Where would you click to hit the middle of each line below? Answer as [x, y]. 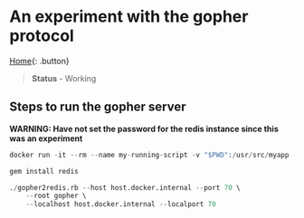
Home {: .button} [39, 61]
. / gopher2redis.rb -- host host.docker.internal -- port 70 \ [125, 187]
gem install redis [44, 171]
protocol [42, 36]
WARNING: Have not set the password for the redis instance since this [144, 128]
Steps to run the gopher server [98, 107]
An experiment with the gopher [129, 17]
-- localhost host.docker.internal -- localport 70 [121, 204]
